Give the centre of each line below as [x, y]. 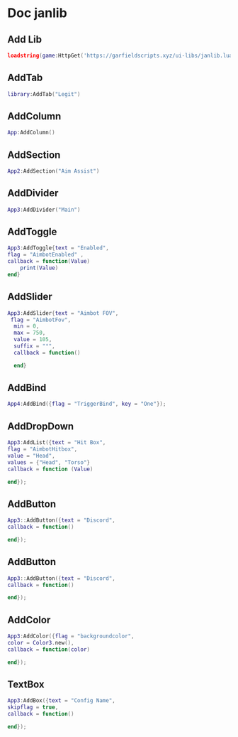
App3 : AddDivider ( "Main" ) [44, 210]
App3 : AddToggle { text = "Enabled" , [58, 248]
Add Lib [25, 39]
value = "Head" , [31, 456]
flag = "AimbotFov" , [41, 320]
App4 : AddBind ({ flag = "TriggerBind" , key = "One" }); [87, 404]
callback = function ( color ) [49, 649]
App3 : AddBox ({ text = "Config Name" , [61, 701]
